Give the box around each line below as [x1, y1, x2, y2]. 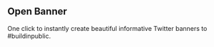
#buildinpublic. [7, 32, 51, 40]
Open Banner [7, 6, 68, 18]
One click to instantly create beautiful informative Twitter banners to [7, 24, 208, 32]
